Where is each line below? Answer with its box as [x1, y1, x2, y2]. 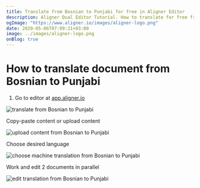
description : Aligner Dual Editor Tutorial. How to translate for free [6, 14, 187, 20]
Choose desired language [6, 140, 70, 148]
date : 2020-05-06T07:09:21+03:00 [6, 25, 89, 32]
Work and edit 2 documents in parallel [6, 163, 99, 170]
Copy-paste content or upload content [6, 117, 101, 124]
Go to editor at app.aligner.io [14, 94, 85, 101]
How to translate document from [6, 62, 170, 76]
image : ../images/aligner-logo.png [6, 31, 95, 37]
